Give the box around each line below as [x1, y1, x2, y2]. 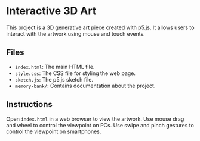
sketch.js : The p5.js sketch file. [14, 76, 94, 83]
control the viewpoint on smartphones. [6, 128, 101, 135]
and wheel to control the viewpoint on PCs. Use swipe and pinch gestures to [6, 121, 194, 129]
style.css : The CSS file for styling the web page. [14, 70, 136, 77]
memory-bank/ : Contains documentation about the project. [14, 82, 156, 89]
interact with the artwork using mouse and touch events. [6, 30, 145, 37]
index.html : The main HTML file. [14, 63, 95, 70]
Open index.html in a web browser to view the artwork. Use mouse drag [6, 115, 184, 123]
